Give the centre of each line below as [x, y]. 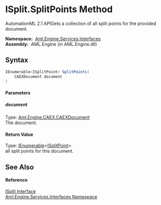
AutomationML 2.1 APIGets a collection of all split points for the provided [81, 23]
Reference [17, 180]
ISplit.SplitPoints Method [59, 9]
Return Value [19, 134]
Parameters [18, 93]
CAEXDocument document [38, 77]
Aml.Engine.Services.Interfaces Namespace [51, 196]
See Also [20, 167]
